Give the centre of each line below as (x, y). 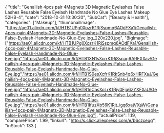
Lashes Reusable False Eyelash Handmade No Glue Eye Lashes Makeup (78, 12)
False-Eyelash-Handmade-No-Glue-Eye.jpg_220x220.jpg (63, 38)
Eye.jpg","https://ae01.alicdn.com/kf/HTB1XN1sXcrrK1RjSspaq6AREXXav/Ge (81, 58)
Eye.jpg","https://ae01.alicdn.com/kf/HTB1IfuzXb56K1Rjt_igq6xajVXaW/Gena (82, 105)
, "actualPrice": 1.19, (116, 115)
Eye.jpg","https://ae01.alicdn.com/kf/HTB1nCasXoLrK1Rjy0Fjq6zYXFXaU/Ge (81, 90)
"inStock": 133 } (21, 125)
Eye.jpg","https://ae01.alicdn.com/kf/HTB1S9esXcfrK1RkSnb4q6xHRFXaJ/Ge (82, 74)
